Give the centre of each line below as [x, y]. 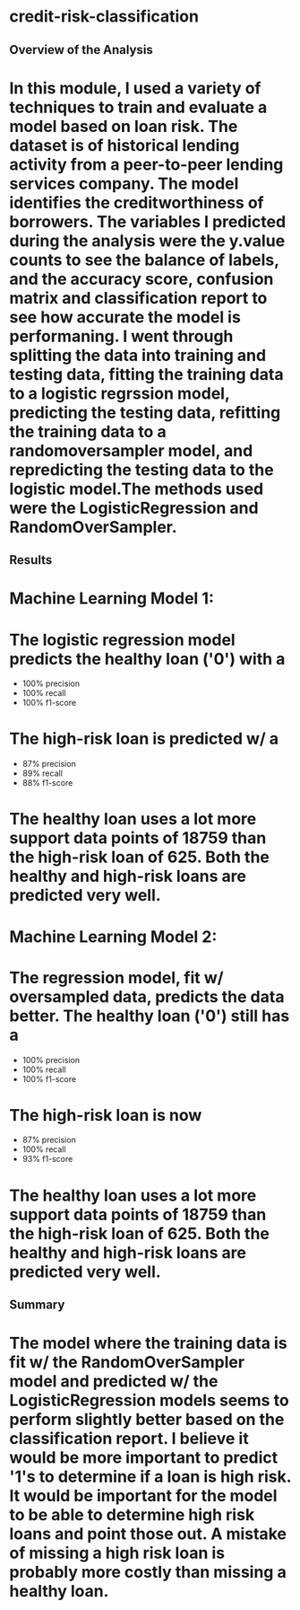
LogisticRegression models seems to [149, 1400]
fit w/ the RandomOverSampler [127, 1363]
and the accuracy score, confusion [141, 279]
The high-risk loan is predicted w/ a [144, 739]
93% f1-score [47, 1159]
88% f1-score [47, 783]
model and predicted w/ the [114, 1381]
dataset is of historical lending [124, 145]
